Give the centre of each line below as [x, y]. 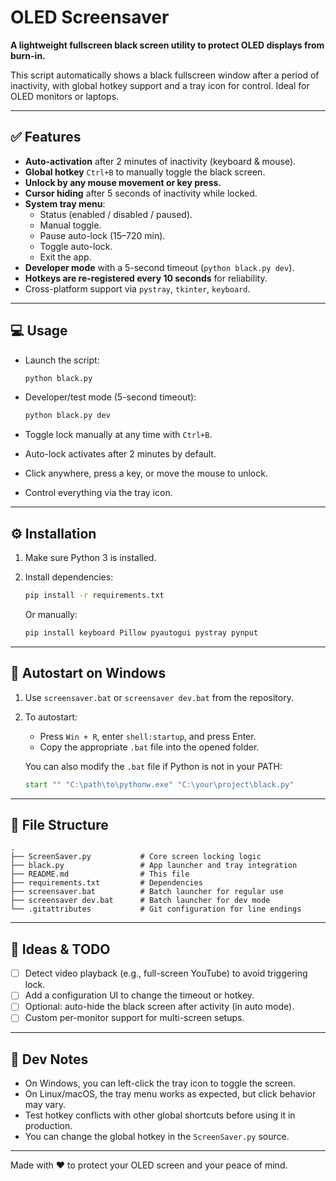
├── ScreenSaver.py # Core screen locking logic [136, 857]
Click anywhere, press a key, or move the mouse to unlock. [146, 473]
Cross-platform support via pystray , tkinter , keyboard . [137, 288]
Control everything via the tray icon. [98, 493]
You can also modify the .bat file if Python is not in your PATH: [153, 766]
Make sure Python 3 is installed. [90, 558]
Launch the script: [62, 360]
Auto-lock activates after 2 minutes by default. [120, 454]
